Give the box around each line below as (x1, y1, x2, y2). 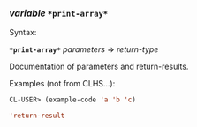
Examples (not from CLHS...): (9, 78, 116, 89)
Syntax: (9, 27, 37, 38)
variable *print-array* (9, 7, 109, 19)
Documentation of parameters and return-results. (9, 61, 189, 72)
